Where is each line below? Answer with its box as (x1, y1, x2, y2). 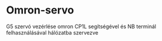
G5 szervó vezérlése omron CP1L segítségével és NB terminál (6, 23, 157, 30)
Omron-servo (6, 4, 74, 17)
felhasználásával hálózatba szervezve (6, 29, 99, 36)
